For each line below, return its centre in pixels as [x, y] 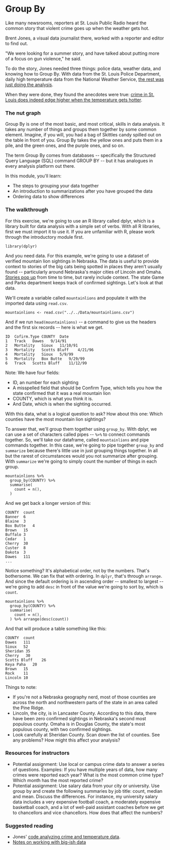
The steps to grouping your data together [56, 186]
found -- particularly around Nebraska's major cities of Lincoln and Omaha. [84, 272]
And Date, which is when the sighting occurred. [62, 404]
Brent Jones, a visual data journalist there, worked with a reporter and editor [85, 38]
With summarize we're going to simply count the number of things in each [81, 461]
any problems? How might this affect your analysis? [66, 740]
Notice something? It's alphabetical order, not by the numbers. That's [77, 570]
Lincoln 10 [17, 678]
